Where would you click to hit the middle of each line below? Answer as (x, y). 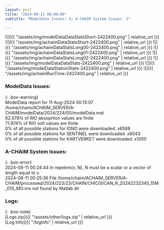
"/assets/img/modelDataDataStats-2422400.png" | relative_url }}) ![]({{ (83, 63)
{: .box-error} (18, 162)
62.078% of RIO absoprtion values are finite (49, 118)
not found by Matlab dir (56, 188)
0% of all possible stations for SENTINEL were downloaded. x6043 (73, 134)
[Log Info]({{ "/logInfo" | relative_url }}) (44, 222)
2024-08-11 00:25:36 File (31, 178)
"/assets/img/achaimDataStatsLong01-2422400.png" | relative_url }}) (82, 53)
